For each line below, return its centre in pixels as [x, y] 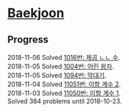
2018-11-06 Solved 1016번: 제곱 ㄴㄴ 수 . [64, 57]
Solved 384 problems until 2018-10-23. [65, 101]
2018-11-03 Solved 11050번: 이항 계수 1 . [64, 93]
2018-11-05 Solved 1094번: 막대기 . [57, 75]
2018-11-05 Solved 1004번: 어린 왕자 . [61, 66]
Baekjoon [36, 13]
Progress [28, 40]
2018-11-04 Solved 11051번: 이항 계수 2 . [64, 84]
